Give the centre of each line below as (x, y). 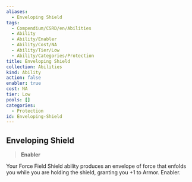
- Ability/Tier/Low (36, 50)
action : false (24, 78)
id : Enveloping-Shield (34, 116)
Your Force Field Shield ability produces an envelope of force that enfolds (96, 166)
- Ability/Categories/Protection (53, 56)
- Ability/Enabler (34, 39)
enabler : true (24, 84)
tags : (13, 23)
